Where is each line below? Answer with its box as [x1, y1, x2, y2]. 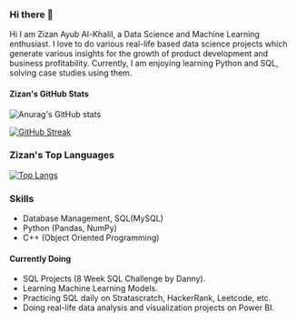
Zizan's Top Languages [9, 149, 115, 162]
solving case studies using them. [9, 67, 133, 78]
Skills [9, 192, 35, 205]
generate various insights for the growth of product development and [9, 48, 269, 59]
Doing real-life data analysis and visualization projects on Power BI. [22, 302, 275, 313]
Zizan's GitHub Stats [9, 88, 89, 99]
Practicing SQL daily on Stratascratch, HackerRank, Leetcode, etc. [22, 293, 272, 304]
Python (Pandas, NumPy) [22, 223, 118, 234]
